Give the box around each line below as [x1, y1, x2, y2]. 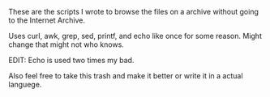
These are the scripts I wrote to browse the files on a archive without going [8, 7, 259, 16]
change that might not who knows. [8, 40, 124, 49]
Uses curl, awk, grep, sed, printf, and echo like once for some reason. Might [8, 32, 262, 40]
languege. [8, 80, 42, 89]
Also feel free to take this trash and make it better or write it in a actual [8, 71, 243, 80]
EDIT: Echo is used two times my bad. [8, 56, 135, 65]
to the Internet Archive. [8, 15, 85, 25]
